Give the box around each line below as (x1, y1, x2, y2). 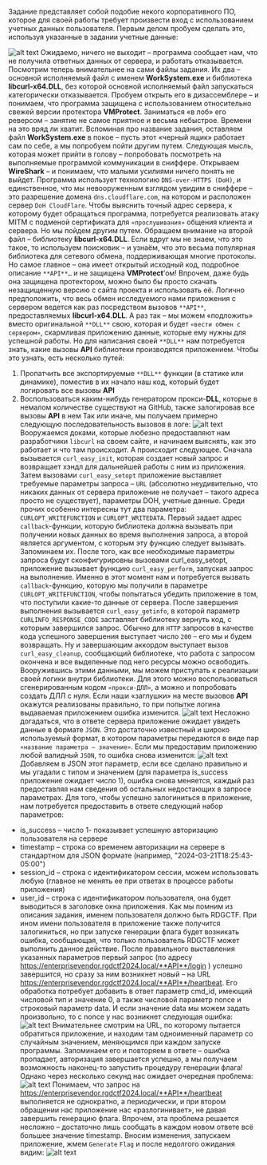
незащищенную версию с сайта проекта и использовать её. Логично (8, 285, 245, 295)
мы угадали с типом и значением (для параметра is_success (19, 767, 229, 777)
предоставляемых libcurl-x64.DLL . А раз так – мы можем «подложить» (8, 311, 253, 320)
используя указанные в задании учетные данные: (8, 32, 179, 42)
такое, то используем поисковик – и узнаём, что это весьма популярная (8, 243, 256, 252)
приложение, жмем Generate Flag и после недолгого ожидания (19, 1139, 235, 1148)
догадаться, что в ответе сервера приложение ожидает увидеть (19, 716, 241, 726)
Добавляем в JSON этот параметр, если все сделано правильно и (19, 759, 248, 768)
